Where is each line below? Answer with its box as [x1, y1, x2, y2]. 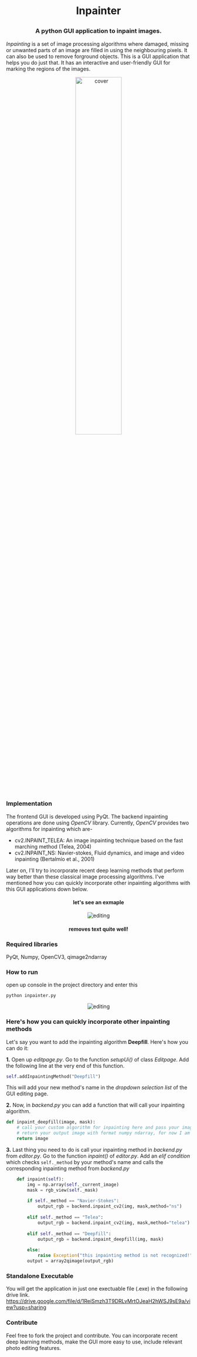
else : [27, 1247, 41, 1253]
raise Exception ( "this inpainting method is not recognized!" [37, 1253, 193, 1258]
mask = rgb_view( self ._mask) [27, 1187, 98, 1193]
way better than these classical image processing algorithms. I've [6, 873, 164, 880]
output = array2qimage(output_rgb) [27, 1258, 114, 1264]
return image [16, 1136, 49, 1142]
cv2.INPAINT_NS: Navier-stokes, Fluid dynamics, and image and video [14, 849, 185, 856]
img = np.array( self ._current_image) [27, 1182, 119, 1188]
